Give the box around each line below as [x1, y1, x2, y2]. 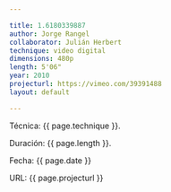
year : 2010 [9, 71, 50, 81]
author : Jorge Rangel [9, 29, 90, 39]
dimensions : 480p [9, 55, 74, 64]
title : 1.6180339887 [9, 21, 87, 30]
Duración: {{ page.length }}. [9, 137, 112, 148]
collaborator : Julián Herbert [9, 38, 123, 47]
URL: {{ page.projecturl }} [9, 172, 104, 183]
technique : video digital [9, 46, 106, 55]
